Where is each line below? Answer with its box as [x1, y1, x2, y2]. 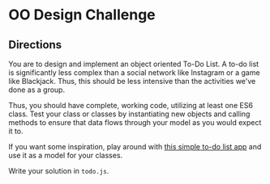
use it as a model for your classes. [8, 151, 123, 160]
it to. [8, 127, 24, 136]
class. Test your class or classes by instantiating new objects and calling [8, 109, 251, 119]
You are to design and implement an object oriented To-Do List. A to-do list [8, 59, 259, 69]
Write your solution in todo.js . [8, 166, 109, 175]
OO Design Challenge [8, 6, 156, 24]
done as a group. [8, 85, 66, 94]
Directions [8, 38, 62, 52]
